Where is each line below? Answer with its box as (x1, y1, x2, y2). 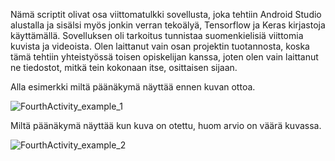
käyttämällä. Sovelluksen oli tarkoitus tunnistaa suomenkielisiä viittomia (10, 30, 304, 41)
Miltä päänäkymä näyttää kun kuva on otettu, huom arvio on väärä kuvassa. (10, 120, 322, 131)
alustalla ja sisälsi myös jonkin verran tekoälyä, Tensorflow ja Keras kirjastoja (10, 19, 326, 31)
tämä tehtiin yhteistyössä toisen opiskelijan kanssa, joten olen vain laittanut (10, 51, 319, 63)
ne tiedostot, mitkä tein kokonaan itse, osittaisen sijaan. (10, 62, 238, 73)
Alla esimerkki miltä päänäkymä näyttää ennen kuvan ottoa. (10, 81, 256, 93)
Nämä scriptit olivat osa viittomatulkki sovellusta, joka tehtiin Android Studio (10, 9, 322, 20)
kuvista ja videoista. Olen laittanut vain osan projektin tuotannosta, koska (10, 40, 310, 52)
